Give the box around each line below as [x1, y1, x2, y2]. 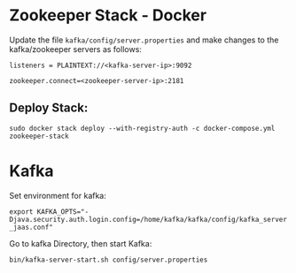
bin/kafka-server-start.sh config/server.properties [9, 255, 208, 264]
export [9, 207, 34, 216]
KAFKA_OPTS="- [36, 207, 90, 216]
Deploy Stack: [9, 101, 89, 116]
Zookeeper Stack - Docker [9, 5, 206, 26]
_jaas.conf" [9, 223, 53, 231]
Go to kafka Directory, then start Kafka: [9, 238, 152, 248]
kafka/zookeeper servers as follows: [9, 43, 142, 54]
